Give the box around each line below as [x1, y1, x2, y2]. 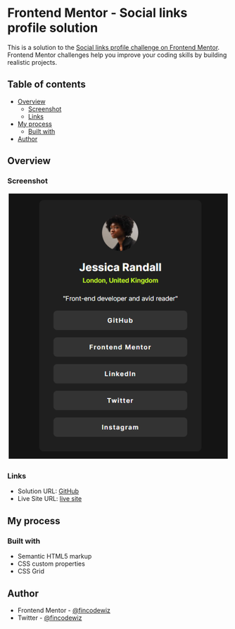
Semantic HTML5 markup [17, 552, 92, 561]
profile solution [7, 20, 99, 36]
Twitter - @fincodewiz [17, 614, 82, 622]
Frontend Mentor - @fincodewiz [17, 606, 111, 614]
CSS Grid [17, 567, 44, 576]
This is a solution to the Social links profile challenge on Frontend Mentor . [7, 43, 220, 51]
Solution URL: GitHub [17, 487, 80, 495]
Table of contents [7, 79, 86, 91]
